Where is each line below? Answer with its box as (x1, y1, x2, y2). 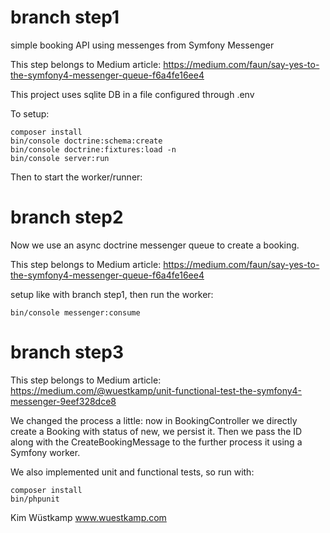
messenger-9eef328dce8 (10, 395, 117, 407)
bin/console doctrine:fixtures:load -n (10, 144, 177, 155)
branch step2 (10, 206, 124, 229)
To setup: (10, 107, 50, 120)
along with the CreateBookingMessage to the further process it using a (10, 436, 303, 448)
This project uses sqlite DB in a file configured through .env (10, 88, 255, 100)
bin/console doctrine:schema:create (10, 136, 163, 146)
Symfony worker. (10, 446, 81, 458)
